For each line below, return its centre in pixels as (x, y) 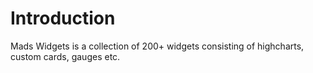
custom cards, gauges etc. (65, 56)
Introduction (63, 18)
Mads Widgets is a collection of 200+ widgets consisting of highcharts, (157, 46)
